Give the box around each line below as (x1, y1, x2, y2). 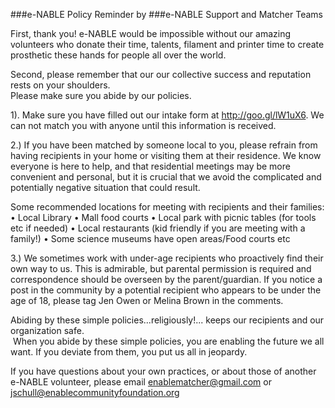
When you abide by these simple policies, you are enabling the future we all (12, 335, 325, 347)
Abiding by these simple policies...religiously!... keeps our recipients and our (10, 314, 325, 326)
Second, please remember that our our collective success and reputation (10, 69, 312, 80)
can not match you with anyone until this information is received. (10, 120, 277, 131)
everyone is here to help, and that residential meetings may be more (10, 160, 291, 172)
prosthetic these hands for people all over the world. (10, 49, 227, 61)
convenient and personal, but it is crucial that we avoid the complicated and (10, 171, 322, 183)
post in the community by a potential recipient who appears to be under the (10, 284, 322, 296)
